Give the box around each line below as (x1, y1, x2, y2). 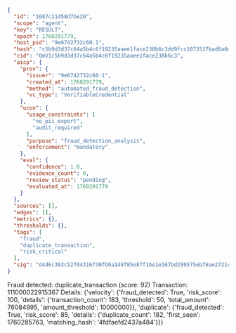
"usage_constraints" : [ (25, 111, 96, 118)
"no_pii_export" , (32, 117, 83, 124)
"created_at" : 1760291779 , (25, 78, 105, 86)
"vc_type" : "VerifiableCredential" (25, 91, 131, 98)
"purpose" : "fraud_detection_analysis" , (25, 137, 146, 144)
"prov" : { (20, 65, 49, 72)
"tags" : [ (13, 228, 42, 235)
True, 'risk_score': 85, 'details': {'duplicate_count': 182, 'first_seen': (7, 310, 201, 319)
